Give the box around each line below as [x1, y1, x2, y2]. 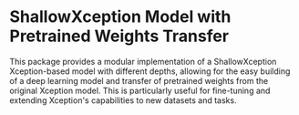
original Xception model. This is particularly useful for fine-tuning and [9, 85, 271, 96]
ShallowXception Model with [9, 6, 232, 27]
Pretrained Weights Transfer [9, 26, 230, 47]
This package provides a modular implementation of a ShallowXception [9, 56, 277, 67]
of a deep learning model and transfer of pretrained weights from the [9, 75, 269, 86]
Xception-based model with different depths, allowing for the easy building [9, 66, 291, 77]
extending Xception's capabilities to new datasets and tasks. [9, 94, 237, 106]
